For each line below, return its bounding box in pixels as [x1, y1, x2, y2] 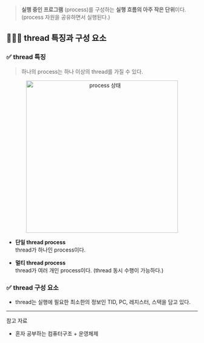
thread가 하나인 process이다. [15, 246, 86, 253]
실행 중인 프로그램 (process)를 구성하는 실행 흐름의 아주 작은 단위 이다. [21, 6, 186, 13]
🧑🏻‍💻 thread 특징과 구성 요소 [6, 33, 107, 43]
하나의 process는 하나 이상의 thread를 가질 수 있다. [21, 68, 144, 75]
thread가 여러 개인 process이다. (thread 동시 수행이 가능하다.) [15, 266, 164, 274]
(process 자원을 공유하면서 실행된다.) [21, 13, 110, 21]
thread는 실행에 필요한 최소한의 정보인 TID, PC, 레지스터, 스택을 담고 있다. [15, 298, 191, 305]
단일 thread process [15, 238, 66, 246]
